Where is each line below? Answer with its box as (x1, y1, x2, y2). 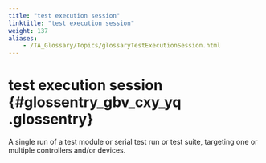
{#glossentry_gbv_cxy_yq (8, 93, 182, 112)
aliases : (8, 34, 38, 43)
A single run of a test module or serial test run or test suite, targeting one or (8, 137, 258, 147)
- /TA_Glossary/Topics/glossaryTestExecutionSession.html (23, 42, 221, 50)
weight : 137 (8, 26, 48, 35)
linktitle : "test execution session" (8, 19, 135, 27)
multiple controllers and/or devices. (8, 145, 126, 155)
